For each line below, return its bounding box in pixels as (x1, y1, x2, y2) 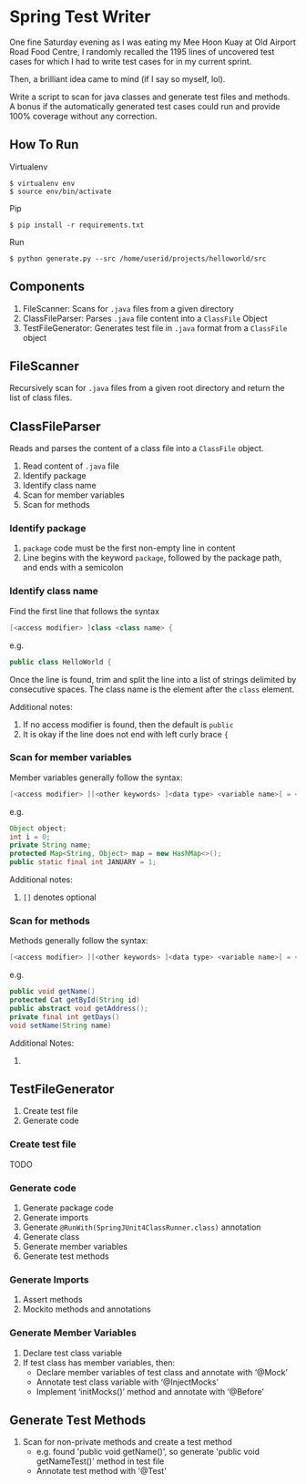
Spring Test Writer (9, 6, 151, 27)
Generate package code (22, 1202, 114, 1213)
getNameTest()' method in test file (36, 1456, 165, 1467)
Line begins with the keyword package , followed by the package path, (22, 552, 282, 563)
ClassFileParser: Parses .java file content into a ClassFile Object (22, 313, 268, 324)
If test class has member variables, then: (22, 1356, 176, 1368)
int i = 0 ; (9, 832, 51, 841)
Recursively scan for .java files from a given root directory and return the (9, 383, 285, 394)
